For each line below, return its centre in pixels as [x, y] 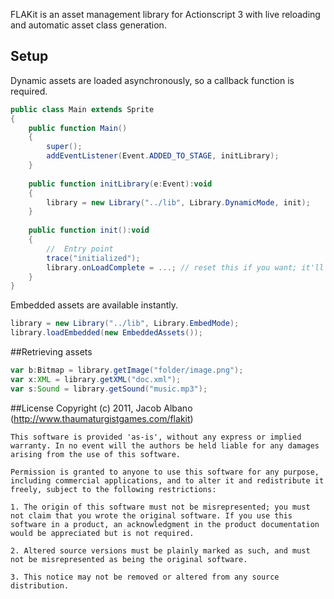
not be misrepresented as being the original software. [129, 559]
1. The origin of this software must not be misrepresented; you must [160, 507]
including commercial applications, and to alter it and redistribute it [167, 480]
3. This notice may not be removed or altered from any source [145, 577]
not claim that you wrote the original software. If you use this [151, 515]
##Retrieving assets [51, 352]
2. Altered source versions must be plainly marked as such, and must [160, 550]
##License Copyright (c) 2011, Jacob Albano [101, 408]
